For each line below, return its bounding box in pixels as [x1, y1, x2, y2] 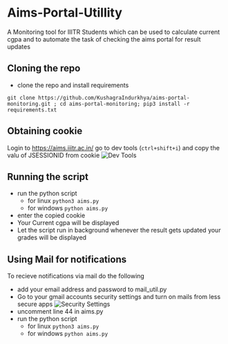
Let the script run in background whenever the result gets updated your [17, 226, 221, 235]
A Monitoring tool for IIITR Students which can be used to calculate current [7, 28, 220, 36]
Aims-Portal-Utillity [7, 5, 123, 21]
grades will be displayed [17, 233, 87, 242]
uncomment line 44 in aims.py [17, 307, 104, 316]
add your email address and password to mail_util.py [17, 285, 167, 293]
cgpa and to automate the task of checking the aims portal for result [7, 35, 201, 43]
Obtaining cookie [7, 125, 83, 137]
